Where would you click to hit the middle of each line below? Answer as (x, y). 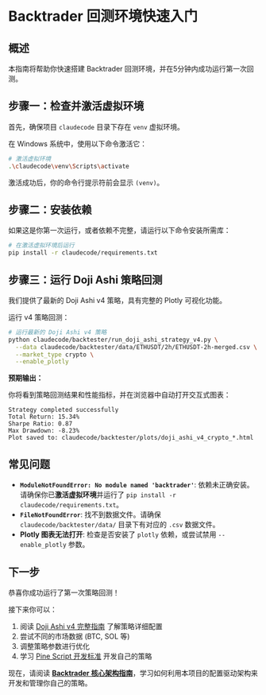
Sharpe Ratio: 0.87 (40, 424)
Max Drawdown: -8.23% (44, 431)
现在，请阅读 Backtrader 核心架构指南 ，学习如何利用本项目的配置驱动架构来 (133, 673)
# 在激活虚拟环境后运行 (42, 246)
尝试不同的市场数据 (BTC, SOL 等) (75, 636)
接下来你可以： (33, 609)
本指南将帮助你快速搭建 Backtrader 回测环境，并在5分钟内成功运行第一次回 (131, 69)
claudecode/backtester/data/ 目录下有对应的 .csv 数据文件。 (120, 525)
